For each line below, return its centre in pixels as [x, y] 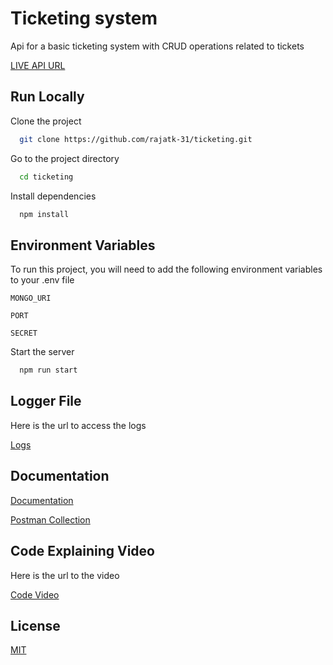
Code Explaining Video [82, 551]
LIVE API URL [38, 65]
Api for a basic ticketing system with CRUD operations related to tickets [157, 46]
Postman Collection [50, 519]
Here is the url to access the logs [78, 425]
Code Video [35, 594]
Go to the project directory [65, 158]
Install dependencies [53, 196]
